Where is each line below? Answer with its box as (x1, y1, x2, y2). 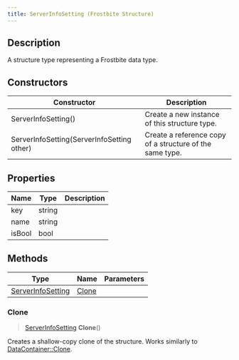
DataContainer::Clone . (7, 345, 73, 354)
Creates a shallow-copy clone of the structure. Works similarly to (7, 337, 198, 346)
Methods (7, 252, 48, 264)
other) (11, 143, 32, 153)
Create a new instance (144, 110, 220, 120)
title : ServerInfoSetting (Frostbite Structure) (7, 10, 154, 18)
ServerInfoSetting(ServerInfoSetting (11, 135, 132, 145)
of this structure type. (144, 118, 217, 128)
